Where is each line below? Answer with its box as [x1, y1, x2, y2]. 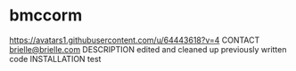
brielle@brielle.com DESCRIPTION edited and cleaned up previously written [9, 43, 287, 54]
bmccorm [9, 5, 83, 26]
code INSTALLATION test [9, 53, 102, 64]
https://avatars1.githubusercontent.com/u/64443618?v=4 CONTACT [9, 35, 260, 45]
